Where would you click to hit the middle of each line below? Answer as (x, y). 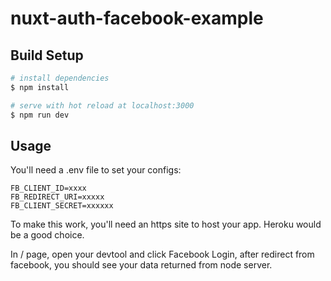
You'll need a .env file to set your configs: (96, 170)
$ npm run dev (40, 115)
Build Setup (47, 55)
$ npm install (40, 87)
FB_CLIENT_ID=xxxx (48, 188)
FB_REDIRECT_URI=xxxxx (57, 197)
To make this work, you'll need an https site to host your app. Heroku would (166, 224)
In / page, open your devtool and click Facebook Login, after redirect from (162, 254)
